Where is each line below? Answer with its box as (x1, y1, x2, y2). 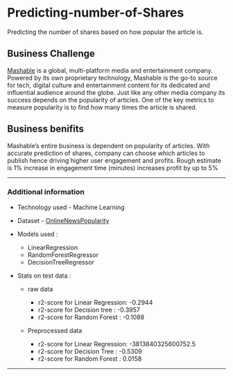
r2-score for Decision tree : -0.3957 (37, 305, 140, 314)
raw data (27, 285, 53, 293)
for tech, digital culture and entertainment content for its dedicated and (7, 81, 210, 89)
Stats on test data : (17, 271, 71, 280)
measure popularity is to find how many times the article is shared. (7, 102, 198, 111)
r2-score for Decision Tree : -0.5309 (37, 347, 142, 355)
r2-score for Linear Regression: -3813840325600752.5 (37, 339, 196, 348)
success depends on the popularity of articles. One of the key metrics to (7, 96, 214, 104)
